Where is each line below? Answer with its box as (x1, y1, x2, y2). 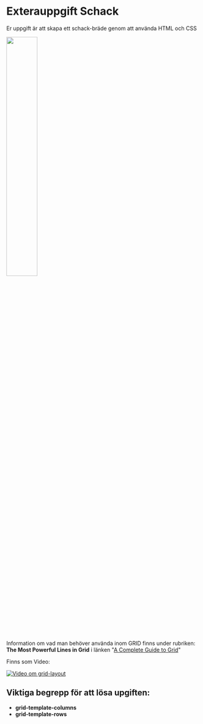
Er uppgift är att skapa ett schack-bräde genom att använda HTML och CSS (6, 25, 197, 32)
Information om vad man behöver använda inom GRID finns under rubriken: (6, 639, 196, 647)
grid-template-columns (15, 704, 76, 711)
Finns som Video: (6, 658, 50, 665)
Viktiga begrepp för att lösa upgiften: (6, 688, 150, 698)
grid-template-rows (15, 710, 67, 718)
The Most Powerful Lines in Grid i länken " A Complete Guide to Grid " (6, 646, 182, 654)
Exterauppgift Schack (6, 4, 119, 18)
